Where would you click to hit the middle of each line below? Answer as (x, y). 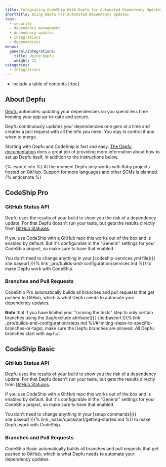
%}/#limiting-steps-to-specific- (120, 323)
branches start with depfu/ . (33, 334)
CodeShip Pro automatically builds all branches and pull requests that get (80, 292)
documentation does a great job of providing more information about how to (83, 151)
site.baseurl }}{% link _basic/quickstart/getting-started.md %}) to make (78, 419)
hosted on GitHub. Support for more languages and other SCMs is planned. (82, 172)
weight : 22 (25, 61)
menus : (12, 47)
